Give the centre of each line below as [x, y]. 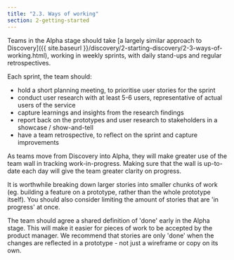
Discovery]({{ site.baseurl [45, 48]
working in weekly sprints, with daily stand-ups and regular [136, 55]
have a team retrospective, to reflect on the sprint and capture [108, 135]
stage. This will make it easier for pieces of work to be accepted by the [110, 228]
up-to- [213, 163]
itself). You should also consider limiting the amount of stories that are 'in [113, 199]
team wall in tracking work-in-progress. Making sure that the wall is [105, 163]
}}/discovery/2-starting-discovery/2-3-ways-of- [153, 48]
